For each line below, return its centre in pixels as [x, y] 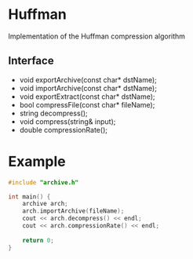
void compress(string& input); [67, 121]
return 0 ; [38, 240]
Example [37, 161]
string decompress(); [53, 113]
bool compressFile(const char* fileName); [87, 104]
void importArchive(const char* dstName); [88, 88]
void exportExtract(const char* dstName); [87, 97]
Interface [31, 61]
